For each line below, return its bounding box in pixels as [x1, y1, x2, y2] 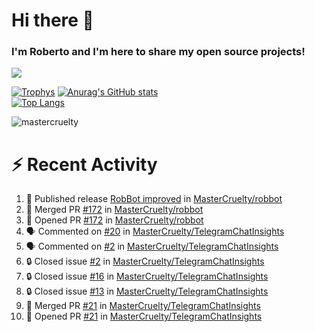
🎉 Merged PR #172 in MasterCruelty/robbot [25, 204, 204, 216]
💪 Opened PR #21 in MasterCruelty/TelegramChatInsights [25, 310, 263, 323]
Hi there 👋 [11, 9, 94, 32]
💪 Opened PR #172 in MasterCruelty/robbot [25, 214, 204, 226]
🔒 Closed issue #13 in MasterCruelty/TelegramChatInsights [25, 285, 269, 298]
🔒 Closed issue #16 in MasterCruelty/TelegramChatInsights [25, 270, 269, 283]
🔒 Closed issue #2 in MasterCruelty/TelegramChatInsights [25, 255, 265, 268]
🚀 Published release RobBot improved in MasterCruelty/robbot [25, 193, 283, 205]
